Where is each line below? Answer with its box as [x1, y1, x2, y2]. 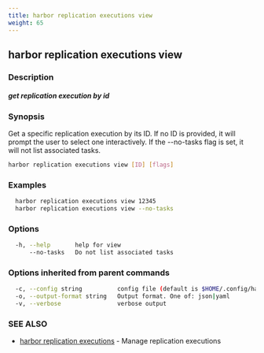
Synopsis [8, 111, 45, 122]
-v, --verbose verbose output [15, 300, 167, 308]
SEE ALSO [8, 318, 48, 329]
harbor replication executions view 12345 [15, 198, 156, 206]
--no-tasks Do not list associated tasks [28, 249, 174, 257]
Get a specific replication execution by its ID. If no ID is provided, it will [8, 129, 236, 139]
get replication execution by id [8, 91, 110, 101]
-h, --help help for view [15, 241, 122, 249]
